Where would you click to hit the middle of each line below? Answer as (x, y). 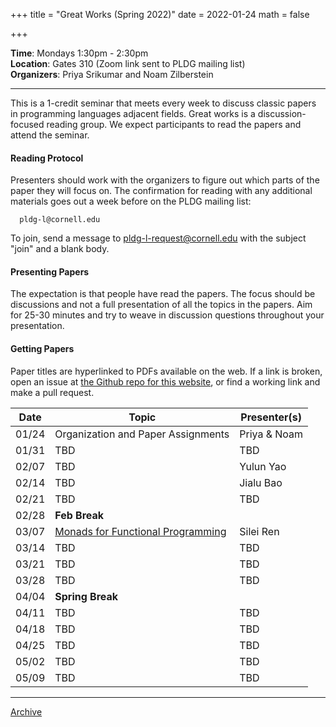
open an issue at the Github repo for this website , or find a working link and (165, 381)
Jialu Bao (261, 482)
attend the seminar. (50, 135)
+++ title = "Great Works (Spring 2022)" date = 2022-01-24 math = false (160, 14)
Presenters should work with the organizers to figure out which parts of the (165, 180)
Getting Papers (42, 348)
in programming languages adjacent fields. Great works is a (133, 113)
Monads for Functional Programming (140, 531)
